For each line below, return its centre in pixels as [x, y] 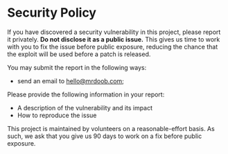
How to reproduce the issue [57, 115]
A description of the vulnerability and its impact [85, 108]
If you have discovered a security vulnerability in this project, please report [114, 32]
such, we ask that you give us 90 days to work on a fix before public [105, 136]
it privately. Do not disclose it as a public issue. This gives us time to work [114, 39]
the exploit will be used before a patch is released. [79, 54]
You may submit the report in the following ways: [77, 67]
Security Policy [52, 13]
